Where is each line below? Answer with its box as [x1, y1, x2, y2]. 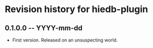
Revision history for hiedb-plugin [5, 4, 148, 15]
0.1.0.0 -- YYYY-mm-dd [5, 24, 83, 32]
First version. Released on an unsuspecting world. [12, 37, 118, 43]
